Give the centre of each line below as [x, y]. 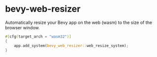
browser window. [23, 27]
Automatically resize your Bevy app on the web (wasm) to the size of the [79, 22]
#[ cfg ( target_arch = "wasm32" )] [38, 37]
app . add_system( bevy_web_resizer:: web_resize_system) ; [71, 46]
